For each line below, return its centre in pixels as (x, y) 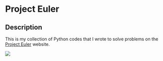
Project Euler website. (28, 44)
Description (24, 27)
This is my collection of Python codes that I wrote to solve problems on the (82, 39)
